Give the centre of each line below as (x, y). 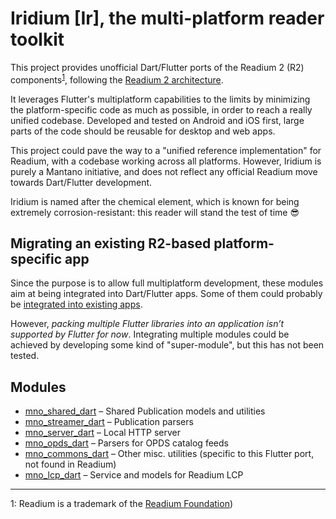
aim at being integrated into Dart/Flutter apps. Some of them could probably (166, 294)
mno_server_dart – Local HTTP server (103, 433)
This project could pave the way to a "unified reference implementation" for (166, 150)
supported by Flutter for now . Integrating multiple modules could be (150, 334)
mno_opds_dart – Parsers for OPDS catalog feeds (126, 443)
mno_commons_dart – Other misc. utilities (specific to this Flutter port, (169, 454)
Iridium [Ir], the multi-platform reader (167, 18)
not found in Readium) (70, 464)
